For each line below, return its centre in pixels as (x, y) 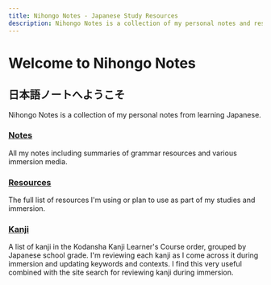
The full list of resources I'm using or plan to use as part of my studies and (132, 200)
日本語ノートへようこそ (67, 95)
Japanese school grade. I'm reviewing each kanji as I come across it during (133, 255)
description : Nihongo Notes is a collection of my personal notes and (129, 23)
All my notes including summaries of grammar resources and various (123, 153)
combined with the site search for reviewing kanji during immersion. (121, 273)
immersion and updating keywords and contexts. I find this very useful (125, 264)
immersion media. (38, 161)
